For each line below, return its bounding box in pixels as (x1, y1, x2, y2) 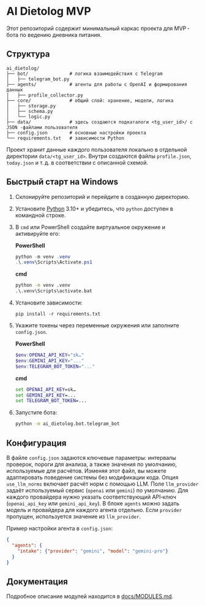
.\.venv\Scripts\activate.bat (15, 288, 93, 294)
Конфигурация (6, 438, 67, 448)
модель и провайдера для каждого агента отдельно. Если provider (6, 507, 182, 513)
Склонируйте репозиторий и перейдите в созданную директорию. (15, 193, 190, 200)
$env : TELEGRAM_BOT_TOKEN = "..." (15, 363, 95, 370)
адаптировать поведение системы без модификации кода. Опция (6, 474, 179, 481)
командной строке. (15, 211, 66, 219)
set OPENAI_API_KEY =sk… (15, 386, 76, 392)
